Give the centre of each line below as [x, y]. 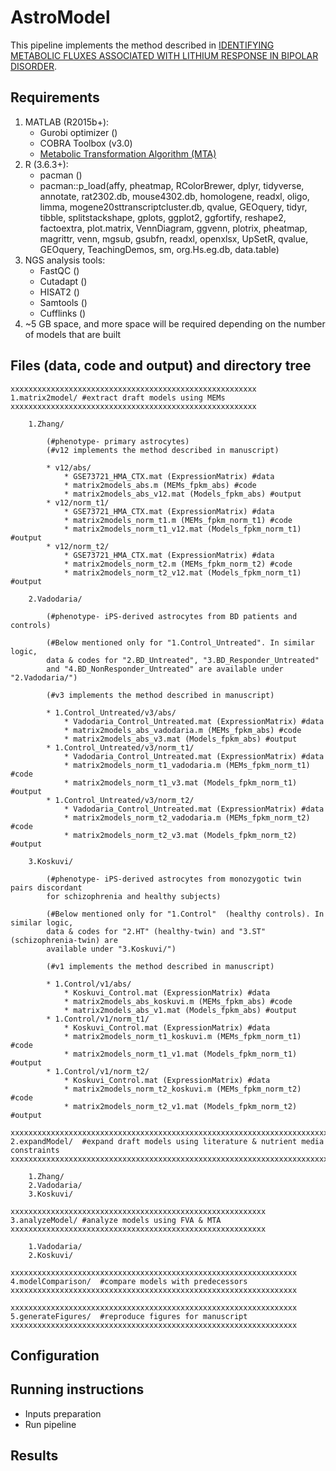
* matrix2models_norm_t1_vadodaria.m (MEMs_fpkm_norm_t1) [187, 765]
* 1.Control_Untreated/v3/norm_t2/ [120, 800]
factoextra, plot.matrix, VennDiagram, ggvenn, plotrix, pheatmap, [173, 228]
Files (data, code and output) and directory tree [161, 366]
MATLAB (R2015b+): [67, 122]
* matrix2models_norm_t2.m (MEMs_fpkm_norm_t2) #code [178, 564]
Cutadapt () [63, 281]
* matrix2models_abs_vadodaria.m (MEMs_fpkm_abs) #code [182, 730]
